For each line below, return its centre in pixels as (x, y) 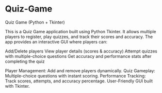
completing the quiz (25, 61)
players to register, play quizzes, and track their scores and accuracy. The (79, 37)
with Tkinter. (17, 86)
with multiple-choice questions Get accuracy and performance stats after (78, 56)
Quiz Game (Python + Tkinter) (35, 22)
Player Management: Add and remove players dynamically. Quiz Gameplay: (80, 70)
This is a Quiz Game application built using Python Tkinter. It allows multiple (81, 31)
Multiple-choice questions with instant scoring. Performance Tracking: (75, 76)
